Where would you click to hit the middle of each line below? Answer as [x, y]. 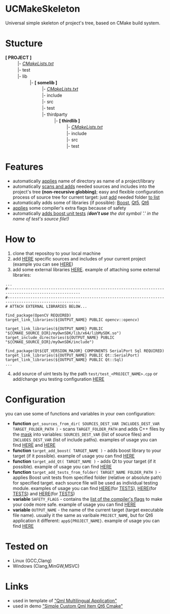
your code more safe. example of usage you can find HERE [74, 504]
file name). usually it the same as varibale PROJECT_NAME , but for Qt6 [83, 515]
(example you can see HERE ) [43, 264]
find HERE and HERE [34, 445]
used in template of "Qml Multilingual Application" [65, 600]
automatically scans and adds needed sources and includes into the [84, 186]
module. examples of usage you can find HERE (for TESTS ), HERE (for [84, 488]
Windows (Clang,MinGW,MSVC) [46, 566]
